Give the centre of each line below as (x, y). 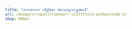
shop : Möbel (17, 19)
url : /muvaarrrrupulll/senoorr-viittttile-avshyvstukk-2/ (66, 14)
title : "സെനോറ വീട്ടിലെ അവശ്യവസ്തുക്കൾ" (47, 10)
